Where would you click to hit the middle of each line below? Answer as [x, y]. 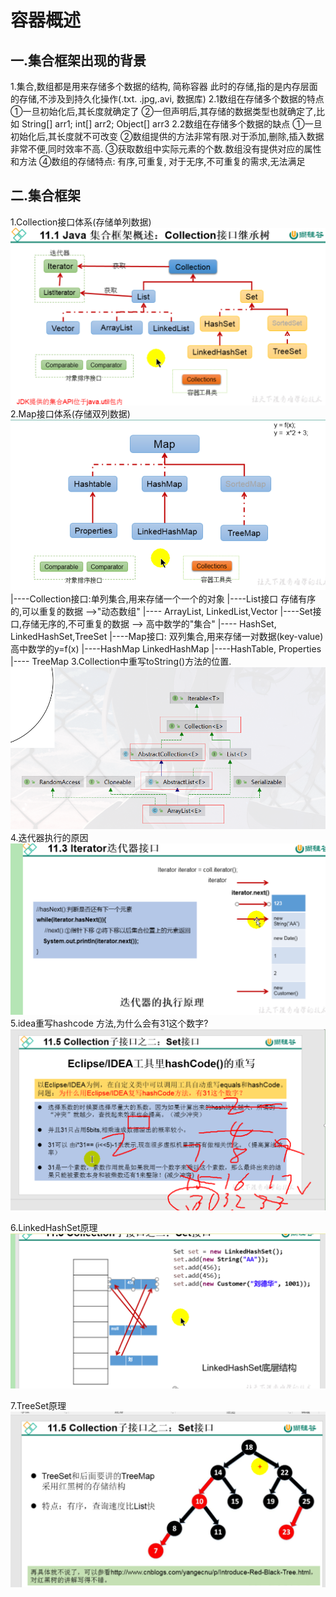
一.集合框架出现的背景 [78, 60]
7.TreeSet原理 [38, 1405]
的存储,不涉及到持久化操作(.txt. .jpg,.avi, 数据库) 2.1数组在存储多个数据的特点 [167, 99]
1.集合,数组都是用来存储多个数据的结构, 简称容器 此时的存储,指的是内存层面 [164, 86]
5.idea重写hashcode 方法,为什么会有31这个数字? [109, 1023]
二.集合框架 [46, 196]
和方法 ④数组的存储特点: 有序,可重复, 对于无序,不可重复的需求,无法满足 [158, 161]
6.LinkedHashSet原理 [54, 1227]
